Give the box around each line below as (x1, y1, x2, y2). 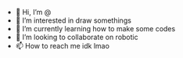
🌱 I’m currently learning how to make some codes (15, 24, 176, 33)
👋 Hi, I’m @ (15, 8, 52, 16)
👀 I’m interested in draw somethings (15, 16, 131, 25)
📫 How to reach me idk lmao (15, 42, 109, 50)
